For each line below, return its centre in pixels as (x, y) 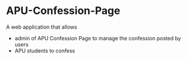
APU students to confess (45, 50)
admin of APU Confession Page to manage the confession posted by (98, 38)
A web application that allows (42, 27)
